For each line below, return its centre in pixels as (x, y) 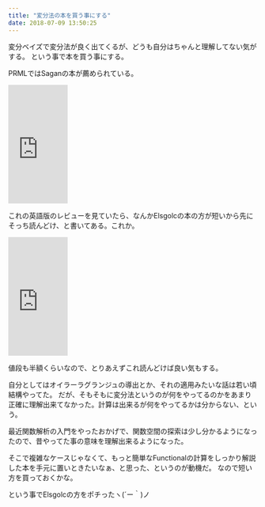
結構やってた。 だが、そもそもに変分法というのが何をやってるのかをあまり (130, 394)
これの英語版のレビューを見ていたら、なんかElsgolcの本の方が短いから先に (131, 215)
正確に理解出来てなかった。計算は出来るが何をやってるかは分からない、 (126, 404)
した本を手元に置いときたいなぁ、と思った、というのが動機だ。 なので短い (131, 467)
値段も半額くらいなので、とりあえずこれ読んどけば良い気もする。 (115, 368)
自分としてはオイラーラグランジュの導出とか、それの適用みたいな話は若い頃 (132, 384)
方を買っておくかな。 (43, 477)
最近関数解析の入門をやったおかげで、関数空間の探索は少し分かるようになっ (133, 431)
